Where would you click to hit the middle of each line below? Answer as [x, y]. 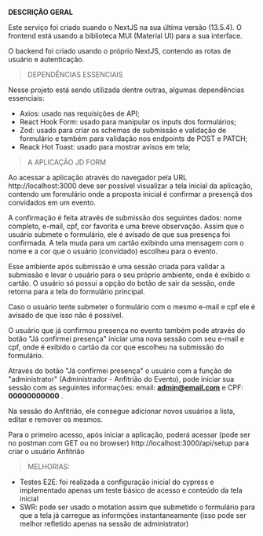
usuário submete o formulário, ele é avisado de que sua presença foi [119, 235]
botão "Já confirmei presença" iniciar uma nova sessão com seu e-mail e [126, 339]
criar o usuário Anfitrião [46, 451]
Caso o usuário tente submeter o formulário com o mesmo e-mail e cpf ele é [132, 307]
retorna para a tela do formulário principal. [77, 292]
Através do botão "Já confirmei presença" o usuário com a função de [120, 371]
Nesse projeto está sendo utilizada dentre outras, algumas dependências [126, 90]
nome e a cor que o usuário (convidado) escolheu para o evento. [113, 251]
